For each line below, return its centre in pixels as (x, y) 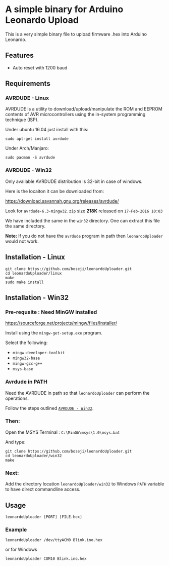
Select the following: (26, 343)
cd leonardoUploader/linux (34, 273)
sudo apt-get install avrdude (37, 139)
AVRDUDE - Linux (27, 98)
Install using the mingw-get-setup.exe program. (54, 333)
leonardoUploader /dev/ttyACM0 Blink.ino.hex (54, 540)
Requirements (28, 84)
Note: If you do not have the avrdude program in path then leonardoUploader (84, 236)
